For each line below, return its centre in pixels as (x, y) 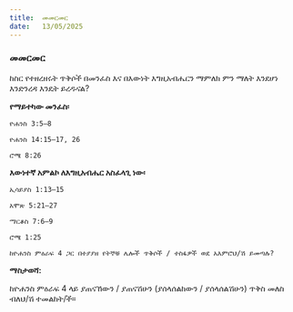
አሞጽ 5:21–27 (33, 206)
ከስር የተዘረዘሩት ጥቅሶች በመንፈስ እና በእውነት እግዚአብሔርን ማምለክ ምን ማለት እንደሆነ (144, 77)
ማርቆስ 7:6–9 (31, 221)
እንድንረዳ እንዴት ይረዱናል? (50, 88)
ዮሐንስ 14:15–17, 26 (45, 139)
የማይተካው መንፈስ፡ (40, 106)
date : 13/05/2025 (46, 26)
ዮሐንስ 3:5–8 (30, 124)
